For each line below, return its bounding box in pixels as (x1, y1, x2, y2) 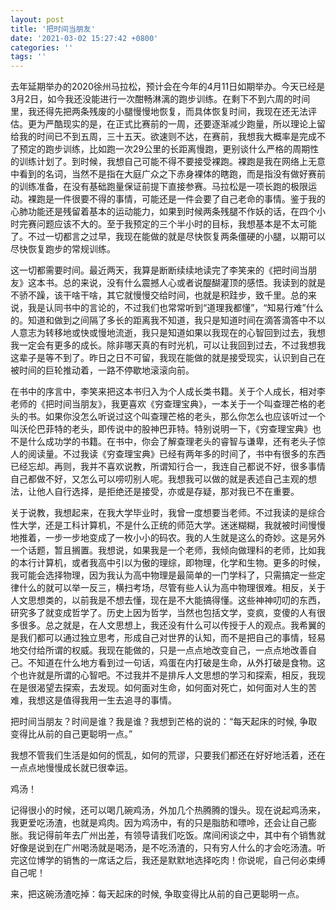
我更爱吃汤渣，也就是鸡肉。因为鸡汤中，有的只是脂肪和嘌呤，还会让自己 (10, 817, 308, 829)
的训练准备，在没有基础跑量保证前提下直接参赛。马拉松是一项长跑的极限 (10, 181, 308, 193)
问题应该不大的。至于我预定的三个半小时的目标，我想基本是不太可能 (36, 218, 317, 230)
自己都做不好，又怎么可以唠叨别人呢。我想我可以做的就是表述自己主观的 (10, 473, 308, 485)
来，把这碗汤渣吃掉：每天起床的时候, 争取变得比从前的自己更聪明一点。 (10, 888, 305, 900)
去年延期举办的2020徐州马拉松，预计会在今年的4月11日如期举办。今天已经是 (10, 81, 326, 93)
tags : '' (10, 52, 47, 62)
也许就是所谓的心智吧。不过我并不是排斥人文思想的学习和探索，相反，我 (18, 669, 317, 681)
